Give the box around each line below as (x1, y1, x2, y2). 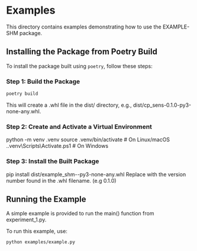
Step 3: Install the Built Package (6, 157, 99, 166)
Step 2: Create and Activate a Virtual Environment (6, 122, 153, 131)
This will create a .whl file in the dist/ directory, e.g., (6, 101, 132, 109)
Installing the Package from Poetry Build (6, 47, 158, 57)
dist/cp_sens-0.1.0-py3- (133, 101, 192, 109)
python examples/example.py (6, 239, 76, 245)
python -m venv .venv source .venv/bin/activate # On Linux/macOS (6, 136, 170, 143)
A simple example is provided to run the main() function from (6, 210, 154, 217)
